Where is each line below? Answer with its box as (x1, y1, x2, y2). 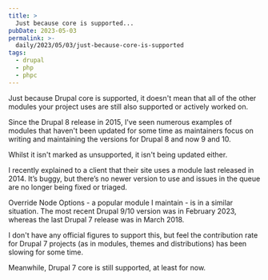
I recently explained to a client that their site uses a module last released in (8, 165, 254, 174)
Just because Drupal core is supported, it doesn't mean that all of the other (8, 93, 257, 102)
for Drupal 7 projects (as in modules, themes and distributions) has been (8, 238, 247, 248)
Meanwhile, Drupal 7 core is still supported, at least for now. (8, 262, 206, 272)
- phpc (15, 71, 38, 79)
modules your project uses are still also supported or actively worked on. (8, 102, 249, 111)
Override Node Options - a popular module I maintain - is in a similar (8, 198, 234, 207)
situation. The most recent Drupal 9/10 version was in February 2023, (8, 206, 238, 216)
